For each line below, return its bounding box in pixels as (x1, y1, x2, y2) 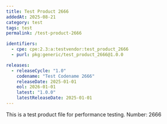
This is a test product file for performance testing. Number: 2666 (6, 111, 162, 118)
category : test (6, 19, 43, 25)
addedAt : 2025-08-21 (6, 14, 56, 20)
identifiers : (6, 41, 38, 47)
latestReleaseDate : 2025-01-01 (16, 95, 93, 101)
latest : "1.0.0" (16, 89, 56, 95)
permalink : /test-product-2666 (6, 30, 82, 36)
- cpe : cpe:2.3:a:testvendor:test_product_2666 (11, 46, 129, 53)
